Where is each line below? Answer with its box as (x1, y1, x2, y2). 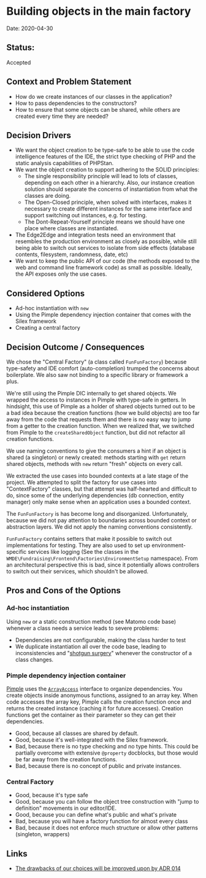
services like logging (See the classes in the (28, 548, 139, 555)
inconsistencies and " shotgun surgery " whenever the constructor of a (15, 649, 192, 656)
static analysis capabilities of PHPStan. (15, 160, 114, 167)
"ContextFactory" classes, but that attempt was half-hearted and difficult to (6, 485, 197, 492)
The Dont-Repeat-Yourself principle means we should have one (24, 218, 185, 225)
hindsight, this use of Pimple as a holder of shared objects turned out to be (6, 403, 196, 410)
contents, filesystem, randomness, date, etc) (15, 251, 129, 258)
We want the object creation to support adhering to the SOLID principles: (15, 166, 200, 173)
